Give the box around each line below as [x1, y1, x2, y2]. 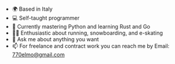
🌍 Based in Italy [11, 5, 53, 13]
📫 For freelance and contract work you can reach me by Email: [11, 42, 170, 50]
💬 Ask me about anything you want [11, 36, 99, 42]
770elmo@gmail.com [11, 51, 65, 58]
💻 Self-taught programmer [11, 14, 80, 22]
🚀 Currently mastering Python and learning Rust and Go [11, 23, 151, 30]
